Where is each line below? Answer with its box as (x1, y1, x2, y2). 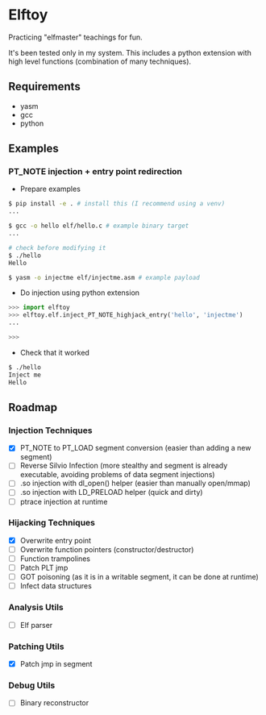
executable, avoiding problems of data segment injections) (19, 470, 215, 480)
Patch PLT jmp (19, 563, 69, 573)
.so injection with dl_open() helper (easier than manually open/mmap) (19, 478, 251, 488)
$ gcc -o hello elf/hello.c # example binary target (8, 222, 189, 231)
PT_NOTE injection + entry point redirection (8, 166, 183, 177)
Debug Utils (8, 680, 56, 691)
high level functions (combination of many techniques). (8, 56, 192, 66)
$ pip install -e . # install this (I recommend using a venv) (8, 200, 226, 208)
